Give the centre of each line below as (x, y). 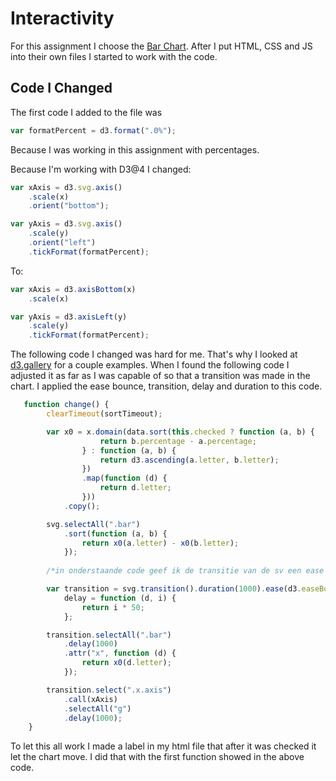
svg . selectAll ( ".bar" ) (93, 524)
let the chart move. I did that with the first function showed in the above (157, 757)
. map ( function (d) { (124, 478)
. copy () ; (82, 506)
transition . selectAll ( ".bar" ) (109, 635)
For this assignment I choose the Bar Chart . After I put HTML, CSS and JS (161, 46)
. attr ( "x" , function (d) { (120, 653)
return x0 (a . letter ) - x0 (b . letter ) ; (160, 543)
